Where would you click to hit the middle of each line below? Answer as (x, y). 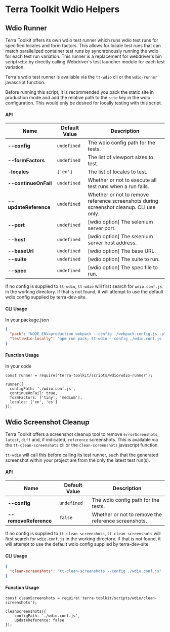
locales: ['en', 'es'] (34, 402)
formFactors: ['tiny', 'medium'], (46, 398)
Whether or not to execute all (122, 180)
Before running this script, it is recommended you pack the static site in (80, 92)
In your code (18, 366)
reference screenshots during (123, 201)
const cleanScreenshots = (32, 598)
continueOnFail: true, (34, 393)
